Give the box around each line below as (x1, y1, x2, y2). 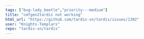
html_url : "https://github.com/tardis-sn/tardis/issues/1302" (5, 17, 139, 22)
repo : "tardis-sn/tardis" (5, 26, 60, 31)
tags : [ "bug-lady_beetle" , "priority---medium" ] (5, 7, 108, 13)
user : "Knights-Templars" (5, 21, 60, 27)
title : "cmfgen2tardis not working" (5, 12, 83, 17)
